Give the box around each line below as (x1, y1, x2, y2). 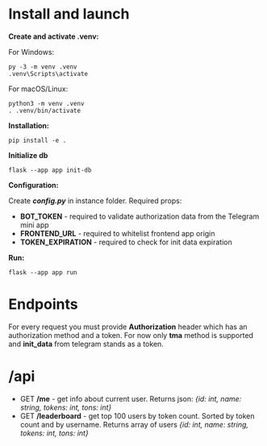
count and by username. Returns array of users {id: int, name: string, (19, 419, 248, 429)
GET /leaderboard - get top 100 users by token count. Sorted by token (19, 411, 255, 420)
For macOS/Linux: (8, 84, 69, 94)
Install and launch (8, 5, 131, 23)
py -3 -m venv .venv (8, 62, 78, 71)
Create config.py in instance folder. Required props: (8, 195, 182, 206)
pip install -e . (8, 136, 67, 144)
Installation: (8, 120, 50, 130)
